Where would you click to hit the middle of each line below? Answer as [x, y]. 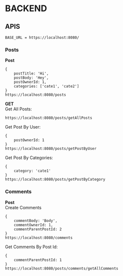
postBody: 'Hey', [31, 78]
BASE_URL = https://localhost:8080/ [42, 37]
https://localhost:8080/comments [39, 238]
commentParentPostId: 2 [38, 229]
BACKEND [26, 9]
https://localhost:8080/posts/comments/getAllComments [62, 268]
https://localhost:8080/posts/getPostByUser [51, 149]
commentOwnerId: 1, [34, 225]
